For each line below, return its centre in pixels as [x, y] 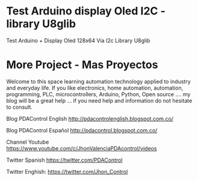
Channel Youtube [28, 142]
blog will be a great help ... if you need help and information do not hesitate [99, 100]
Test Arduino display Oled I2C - [86, 11]
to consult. [20, 107]
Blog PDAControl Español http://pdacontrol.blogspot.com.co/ [82, 130]
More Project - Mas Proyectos [82, 65]
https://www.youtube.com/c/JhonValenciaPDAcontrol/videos [82, 148]
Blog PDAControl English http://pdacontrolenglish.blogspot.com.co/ [90, 118]
